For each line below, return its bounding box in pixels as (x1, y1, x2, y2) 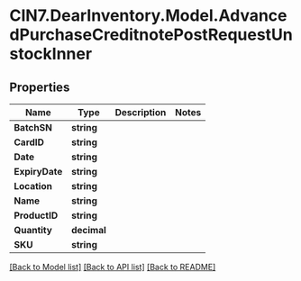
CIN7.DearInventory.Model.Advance (9, 5, 287, 26)
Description (114, 106, 167, 118)
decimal (70, 224, 106, 236)
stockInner (9, 44, 93, 64)
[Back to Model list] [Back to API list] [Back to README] (9, 262, 216, 272)
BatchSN (14, 122, 52, 133)
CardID (14, 136, 45, 149)
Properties (9, 79, 70, 95)
